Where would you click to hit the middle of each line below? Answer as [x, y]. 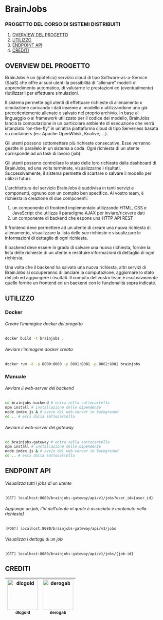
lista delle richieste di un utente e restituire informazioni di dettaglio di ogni [80, 253]
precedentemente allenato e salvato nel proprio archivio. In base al [72, 113]
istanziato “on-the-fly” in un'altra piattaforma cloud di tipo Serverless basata [82, 128]
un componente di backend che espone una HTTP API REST [72, 218]
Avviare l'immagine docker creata [39, 350]
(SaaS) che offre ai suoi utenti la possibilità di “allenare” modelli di [71, 83]
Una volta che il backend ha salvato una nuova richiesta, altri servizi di [75, 268]
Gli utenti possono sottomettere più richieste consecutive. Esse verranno [78, 143]
